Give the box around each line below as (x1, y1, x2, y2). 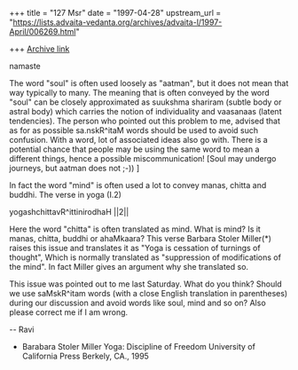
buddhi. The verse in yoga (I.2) (9, 190, 122, 200)
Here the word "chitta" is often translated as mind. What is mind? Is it (9, 224, 262, 234)
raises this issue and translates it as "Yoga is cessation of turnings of (9, 243, 261, 253)
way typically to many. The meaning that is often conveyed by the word (9, 88, 271, 98)
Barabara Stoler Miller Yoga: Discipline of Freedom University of (21, 342, 255, 351)
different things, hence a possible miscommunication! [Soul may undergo (9, 154, 277, 163)
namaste (9, 61, 42, 71)
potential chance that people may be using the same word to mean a (9, 144, 260, 154)
